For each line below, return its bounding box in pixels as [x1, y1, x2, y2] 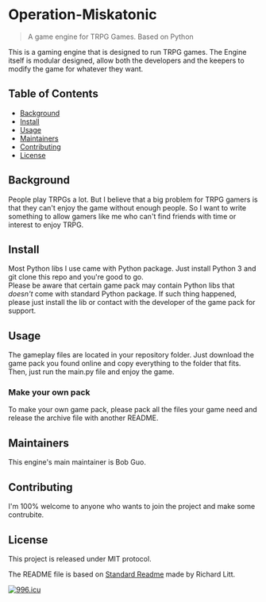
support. [8, 306, 37, 315]
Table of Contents [8, 87, 99, 101]
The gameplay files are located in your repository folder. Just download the [8, 350, 254, 360]
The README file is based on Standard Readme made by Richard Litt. [8, 569, 236, 579]
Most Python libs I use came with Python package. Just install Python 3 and [8, 264, 256, 273]
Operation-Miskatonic [8, 6, 157, 24]
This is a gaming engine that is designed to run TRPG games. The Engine [8, 47, 247, 56]
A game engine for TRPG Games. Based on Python [27, 32, 195, 41]
